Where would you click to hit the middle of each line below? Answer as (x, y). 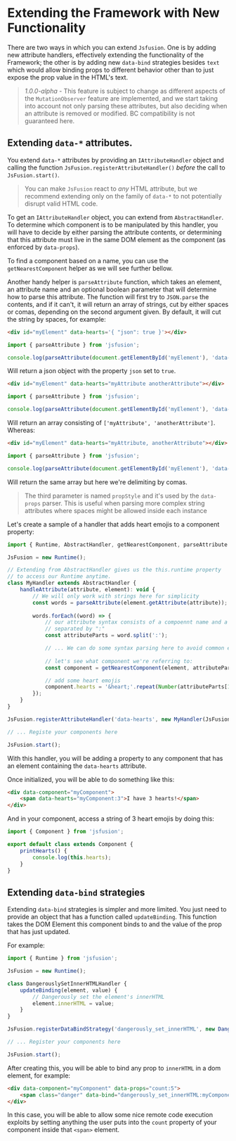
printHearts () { (44, 851)
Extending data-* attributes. (70, 143)
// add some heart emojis (83, 681)
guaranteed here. (50, 120)
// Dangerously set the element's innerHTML (99, 997)
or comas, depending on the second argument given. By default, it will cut (114, 312)
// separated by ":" (75, 629)
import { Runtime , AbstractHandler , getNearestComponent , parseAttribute (118, 544)
